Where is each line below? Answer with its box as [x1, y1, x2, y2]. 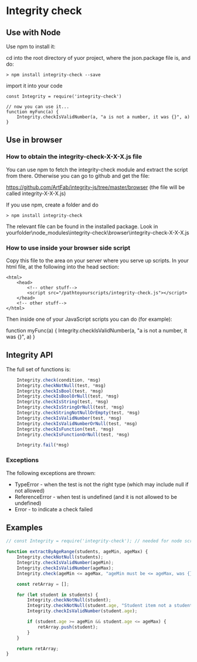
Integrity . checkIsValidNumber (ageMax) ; [16, 565, 114, 571]
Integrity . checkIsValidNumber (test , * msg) [16, 415, 122, 421]
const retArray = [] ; [16, 581, 69, 587]
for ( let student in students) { [16, 592, 98, 598]
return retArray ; [16, 646, 59, 651]
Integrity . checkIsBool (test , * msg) [16, 388, 104, 394]
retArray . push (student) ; [37, 624, 98, 630]
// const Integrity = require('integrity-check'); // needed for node [6, 538, 182, 544]
